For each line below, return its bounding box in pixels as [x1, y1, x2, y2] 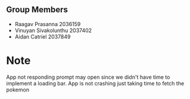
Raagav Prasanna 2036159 [14, 20, 81, 27]
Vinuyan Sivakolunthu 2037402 [14, 27, 92, 34]
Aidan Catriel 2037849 [14, 33, 71, 40]
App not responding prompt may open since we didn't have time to [6, 74, 170, 81]
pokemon [6, 86, 30, 93]
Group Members [6, 5, 68, 15]
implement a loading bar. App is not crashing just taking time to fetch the [6, 79, 185, 87]
